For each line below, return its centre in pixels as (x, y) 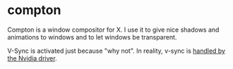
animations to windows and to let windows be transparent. (92, 37)
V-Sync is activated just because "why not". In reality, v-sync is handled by (116, 51)
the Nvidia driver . (32, 58)
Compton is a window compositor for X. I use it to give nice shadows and (113, 30)
